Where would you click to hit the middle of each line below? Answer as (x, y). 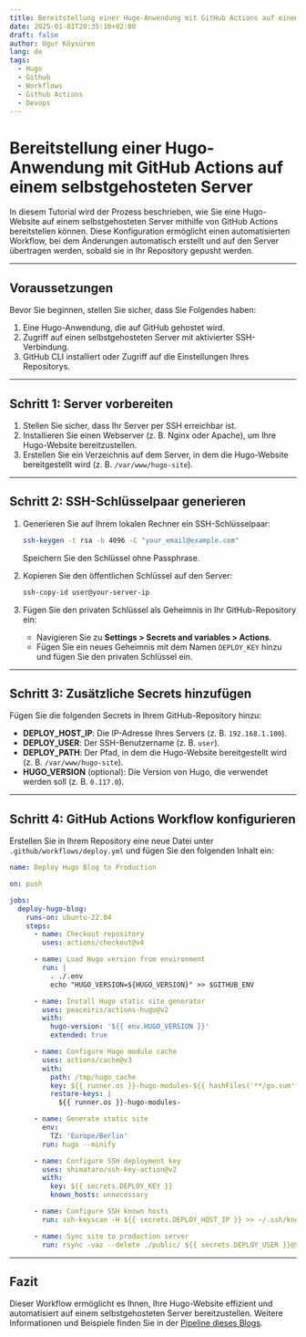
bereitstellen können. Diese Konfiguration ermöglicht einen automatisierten (150, 231)
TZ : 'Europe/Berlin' (89, 1136)
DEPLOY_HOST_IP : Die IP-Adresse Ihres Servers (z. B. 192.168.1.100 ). (155, 733)
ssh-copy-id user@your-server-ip (86, 592)
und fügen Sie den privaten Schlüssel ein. (114, 656)
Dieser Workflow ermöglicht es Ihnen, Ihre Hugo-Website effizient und (141, 1304)
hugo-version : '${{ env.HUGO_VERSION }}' (129, 1027)
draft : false (34, 35)
